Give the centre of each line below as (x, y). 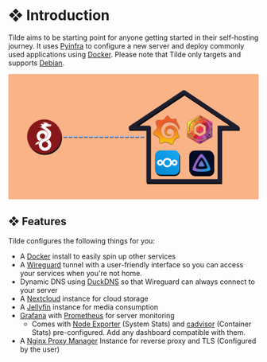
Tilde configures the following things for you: (81, 240)
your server (39, 290)
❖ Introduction (59, 16)
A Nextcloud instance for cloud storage (84, 298)
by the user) (40, 349)
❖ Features (37, 222)
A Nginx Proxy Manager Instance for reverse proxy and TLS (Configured (138, 341)
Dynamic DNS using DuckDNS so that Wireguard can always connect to (137, 282)
